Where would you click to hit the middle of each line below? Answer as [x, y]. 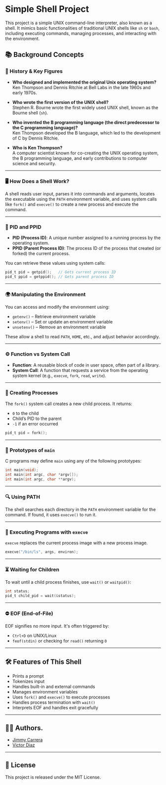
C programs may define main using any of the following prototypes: [73, 461]
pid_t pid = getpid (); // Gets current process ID [61, 272]
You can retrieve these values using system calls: [55, 263]
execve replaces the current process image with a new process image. [77, 543]
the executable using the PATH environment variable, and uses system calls [81, 199]
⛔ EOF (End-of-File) [29, 613]
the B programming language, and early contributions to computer [80, 158]
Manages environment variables [45, 692]
